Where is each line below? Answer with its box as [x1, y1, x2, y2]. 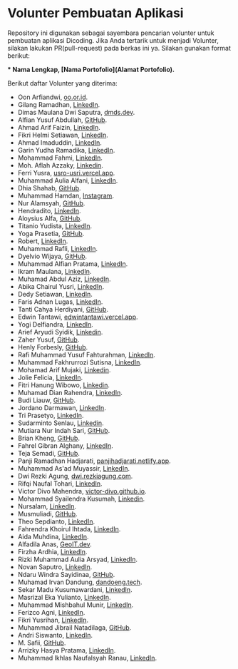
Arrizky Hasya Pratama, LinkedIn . [17, 645, 116, 654]
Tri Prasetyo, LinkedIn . [17, 411, 84, 419]
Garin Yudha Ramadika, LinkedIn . [17, 145, 115, 154]
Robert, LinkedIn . [17, 237, 68, 245]
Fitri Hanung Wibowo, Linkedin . [17, 380, 110, 389]
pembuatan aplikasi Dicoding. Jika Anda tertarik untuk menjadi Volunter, [7, 36, 219, 44]
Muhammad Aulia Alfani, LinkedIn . [17, 176, 118, 185]
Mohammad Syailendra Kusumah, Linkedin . [17, 494, 145, 503]
